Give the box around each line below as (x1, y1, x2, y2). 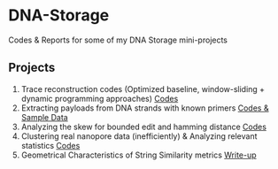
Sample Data (20, 111, 68, 122)
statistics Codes (20, 140, 81, 150)
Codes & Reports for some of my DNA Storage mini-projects (8, 35, 228, 45)
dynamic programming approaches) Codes (20, 93, 179, 104)
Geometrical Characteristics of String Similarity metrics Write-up (20, 150, 258, 160)
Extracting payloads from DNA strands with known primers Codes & (20, 103, 269, 113)
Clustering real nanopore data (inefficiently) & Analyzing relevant (20, 130, 258, 142)
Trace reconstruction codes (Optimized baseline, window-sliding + (20, 83, 266, 94)
